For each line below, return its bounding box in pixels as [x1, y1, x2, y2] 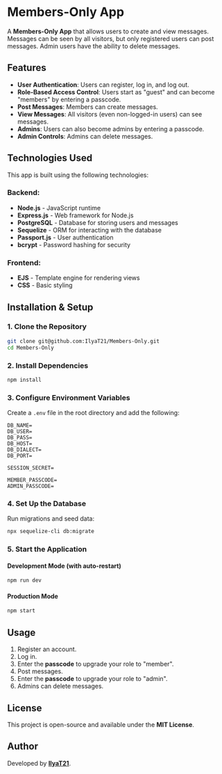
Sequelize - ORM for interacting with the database [17, 226, 162, 234]
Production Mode [7, 591, 59, 600]
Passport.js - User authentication [17, 233, 114, 242]
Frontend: [7, 258, 42, 267]
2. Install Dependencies [7, 360, 89, 370]
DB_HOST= [7, 440, 33, 448]
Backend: [7, 188, 40, 198]
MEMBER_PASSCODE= [7, 477, 58, 484]
